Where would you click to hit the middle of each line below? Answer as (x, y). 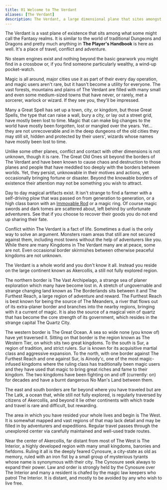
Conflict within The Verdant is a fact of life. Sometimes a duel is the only (79, 229)
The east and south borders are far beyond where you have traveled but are (83, 390)
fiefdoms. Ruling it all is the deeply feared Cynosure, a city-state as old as (81, 452)
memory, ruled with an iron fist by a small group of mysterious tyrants (77, 457)
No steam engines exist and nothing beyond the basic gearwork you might (82, 59)
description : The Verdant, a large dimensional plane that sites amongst (83, 19)
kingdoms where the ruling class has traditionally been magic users (91, 364)
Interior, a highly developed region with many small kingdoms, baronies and (83, 446)
